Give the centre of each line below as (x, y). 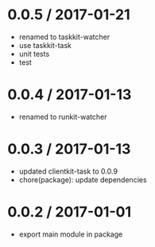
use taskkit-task (45, 45)
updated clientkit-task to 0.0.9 (68, 171)
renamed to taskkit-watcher (64, 37)
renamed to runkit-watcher (63, 117)
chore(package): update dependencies (83, 179)
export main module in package (71, 234)
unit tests (34, 54)
